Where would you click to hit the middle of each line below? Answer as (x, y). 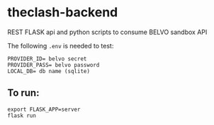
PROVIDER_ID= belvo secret (47, 59)
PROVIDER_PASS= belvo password (53, 65)
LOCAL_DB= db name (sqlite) (49, 71)
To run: (23, 93)
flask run (22, 115)
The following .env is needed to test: (61, 45)
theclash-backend (63, 12)
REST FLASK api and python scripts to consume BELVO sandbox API (107, 32)
